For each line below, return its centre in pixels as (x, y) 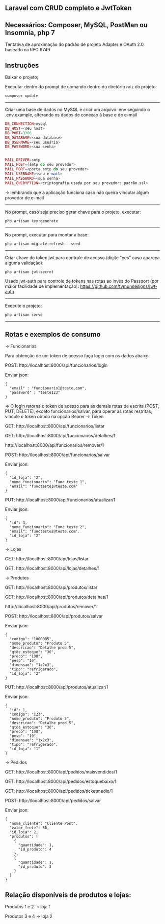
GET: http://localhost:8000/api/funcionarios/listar (55, 426)
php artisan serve (24, 315)
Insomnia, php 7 (30, 32)
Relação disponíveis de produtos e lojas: (68, 895)
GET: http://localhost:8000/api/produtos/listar (51, 587)
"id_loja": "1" (25, 749)
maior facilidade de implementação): (42, 286)
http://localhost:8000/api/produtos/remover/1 (51, 607)
